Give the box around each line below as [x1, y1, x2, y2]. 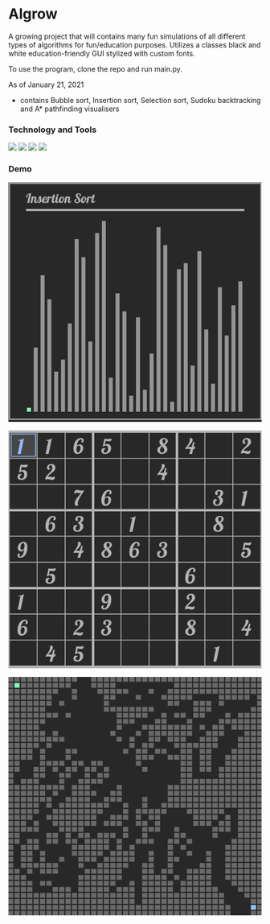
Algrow [8, 5, 58, 23]
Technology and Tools [8, 124, 97, 135]
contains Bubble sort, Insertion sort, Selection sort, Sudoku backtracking [19, 95, 261, 105]
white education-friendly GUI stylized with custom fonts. [8, 48, 195, 58]
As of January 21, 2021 [8, 80, 84, 89]
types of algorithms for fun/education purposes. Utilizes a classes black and [8, 39, 261, 49]
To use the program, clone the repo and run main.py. [8, 64, 182, 73]
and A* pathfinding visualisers [19, 104, 120, 113]
